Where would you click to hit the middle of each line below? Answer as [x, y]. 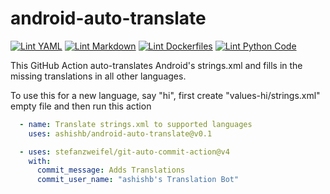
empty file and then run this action [81, 106]
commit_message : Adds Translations [111, 170]
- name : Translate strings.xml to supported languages [136, 124]
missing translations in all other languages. [98, 76]
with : [40, 161]
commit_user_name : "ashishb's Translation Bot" [138, 180]
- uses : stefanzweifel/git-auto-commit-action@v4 [124, 152]
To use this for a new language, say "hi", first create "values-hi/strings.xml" [165, 95]
